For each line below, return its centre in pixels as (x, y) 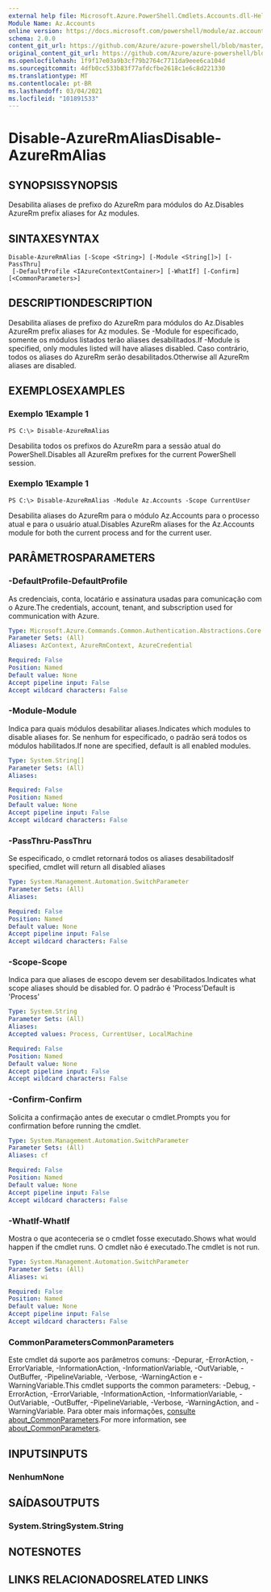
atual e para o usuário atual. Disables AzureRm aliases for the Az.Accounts (131, 524)
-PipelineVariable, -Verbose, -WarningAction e (121, 1377)
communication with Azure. (54, 615)
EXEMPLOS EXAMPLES (67, 391)
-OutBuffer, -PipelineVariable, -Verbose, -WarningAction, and (152, 1403)
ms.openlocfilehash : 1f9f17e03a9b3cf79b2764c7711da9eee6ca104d (117, 61)
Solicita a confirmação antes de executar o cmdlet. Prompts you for (119, 1117)
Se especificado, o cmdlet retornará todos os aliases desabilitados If (121, 859)
